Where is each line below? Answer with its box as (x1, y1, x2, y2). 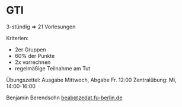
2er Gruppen (14, 46, 46, 53)
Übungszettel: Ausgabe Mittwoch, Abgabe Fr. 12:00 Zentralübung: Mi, (6, 76, 177, 83)
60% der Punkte (14, 52, 55, 59)
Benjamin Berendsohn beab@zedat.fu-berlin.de (6, 94, 123, 101)
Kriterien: (6, 34, 29, 41)
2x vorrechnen (14, 59, 51, 66)
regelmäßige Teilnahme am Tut (14, 64, 91, 72)
